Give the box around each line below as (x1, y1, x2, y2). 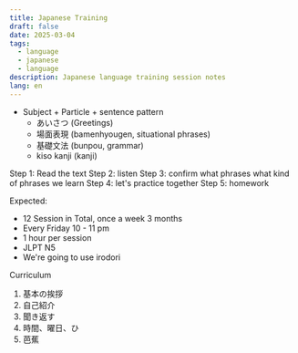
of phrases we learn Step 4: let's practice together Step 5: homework (9, 177, 270, 188)
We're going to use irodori (22, 252, 121, 263)
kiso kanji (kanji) (36, 150, 98, 161)
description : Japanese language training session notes (9, 73, 226, 82)
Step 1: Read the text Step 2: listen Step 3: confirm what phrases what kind (9, 168, 290, 179)
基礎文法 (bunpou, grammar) (36, 140, 144, 151)
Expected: (9, 195, 48, 206)
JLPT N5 (22, 242, 57, 253)
